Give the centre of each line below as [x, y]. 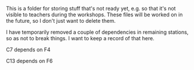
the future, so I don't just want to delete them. [61, 21]
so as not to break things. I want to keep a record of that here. [80, 38]
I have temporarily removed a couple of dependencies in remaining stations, [97, 32]
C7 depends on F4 [28, 50]
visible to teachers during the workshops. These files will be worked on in [94, 15]
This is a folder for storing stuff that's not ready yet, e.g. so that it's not [91, 8]
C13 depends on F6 [29, 61]
